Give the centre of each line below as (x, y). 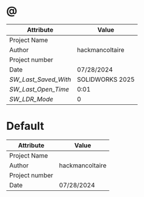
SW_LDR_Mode (31, 99)
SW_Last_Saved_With (40, 79)
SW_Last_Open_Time (39, 89)
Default (25, 126)
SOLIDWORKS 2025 (106, 79)
